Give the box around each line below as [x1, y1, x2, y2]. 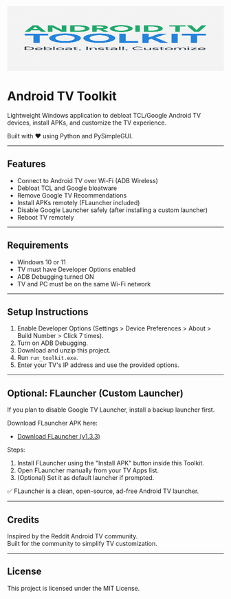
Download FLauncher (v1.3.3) [16, 432, 101, 441]
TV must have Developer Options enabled [16, 265, 136, 273]
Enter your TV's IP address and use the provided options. [16, 361, 180, 369]
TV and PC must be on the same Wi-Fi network [16, 280, 151, 288]
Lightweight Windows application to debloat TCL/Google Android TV [7, 111, 201, 119]
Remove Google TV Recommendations [16, 191, 127, 199]
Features [7, 158, 46, 170]
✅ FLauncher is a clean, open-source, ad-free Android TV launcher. [7, 487, 199, 495]
